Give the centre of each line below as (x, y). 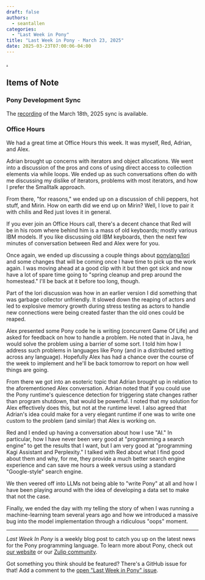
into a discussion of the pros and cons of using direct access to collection (99, 167)
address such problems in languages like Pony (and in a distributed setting (100, 350)
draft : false (23, 12)
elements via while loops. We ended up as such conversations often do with (102, 174)
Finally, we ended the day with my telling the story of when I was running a (100, 508)
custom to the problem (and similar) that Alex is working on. (81, 420)
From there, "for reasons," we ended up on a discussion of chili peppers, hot (102, 199)
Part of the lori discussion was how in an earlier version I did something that (102, 293)
